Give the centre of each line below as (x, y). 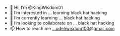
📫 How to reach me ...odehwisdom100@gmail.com (62, 28)
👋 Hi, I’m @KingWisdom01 (36, 8)
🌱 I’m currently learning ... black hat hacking (55, 18)
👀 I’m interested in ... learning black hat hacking (58, 13)
